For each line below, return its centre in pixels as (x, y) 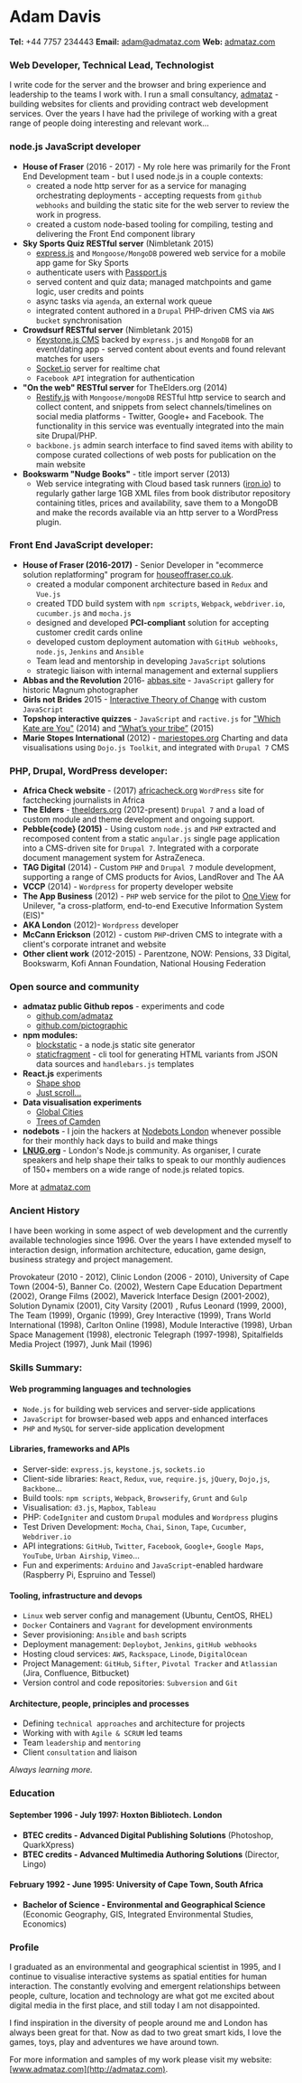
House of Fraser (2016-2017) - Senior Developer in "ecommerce (143, 565)
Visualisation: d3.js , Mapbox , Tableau (89, 1508)
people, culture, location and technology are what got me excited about (142, 1996)
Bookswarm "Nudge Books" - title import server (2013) (126, 474)
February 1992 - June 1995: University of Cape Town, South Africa (137, 1885)
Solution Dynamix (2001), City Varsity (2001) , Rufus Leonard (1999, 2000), (148, 1305)
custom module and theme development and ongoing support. (138, 819)
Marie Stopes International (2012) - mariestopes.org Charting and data (155, 738)
